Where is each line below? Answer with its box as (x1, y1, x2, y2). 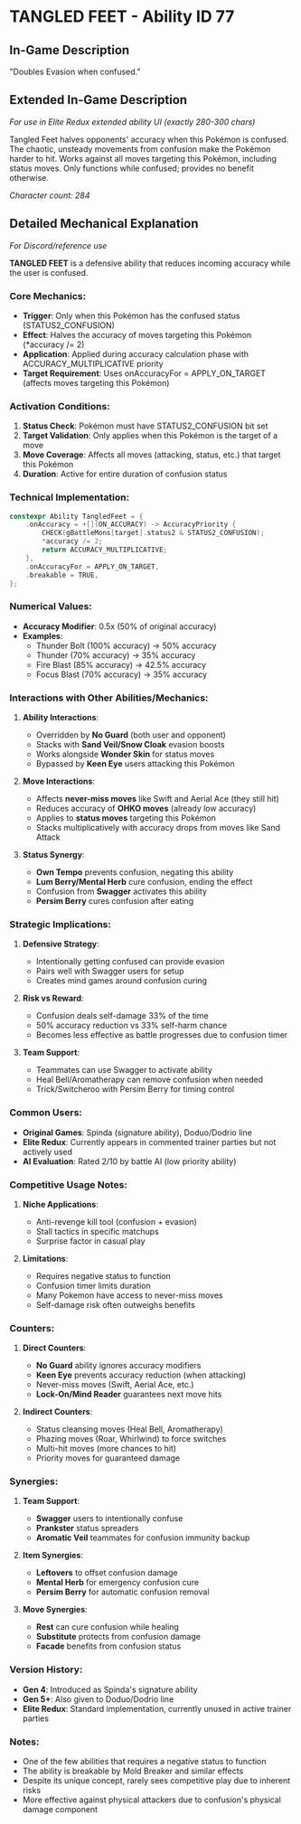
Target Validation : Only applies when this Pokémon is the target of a (22, 430, 278, 441)
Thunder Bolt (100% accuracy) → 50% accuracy (35, 640, 217, 651)
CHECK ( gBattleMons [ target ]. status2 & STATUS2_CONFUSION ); (42, 529, 265, 538)
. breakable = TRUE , (25, 570, 99, 579)
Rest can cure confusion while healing (35, 1622, 179, 1632)
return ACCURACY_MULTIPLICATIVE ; (42, 545, 168, 555)
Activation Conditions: (9, 400, 110, 412)
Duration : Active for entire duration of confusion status (22, 468, 228, 480)
